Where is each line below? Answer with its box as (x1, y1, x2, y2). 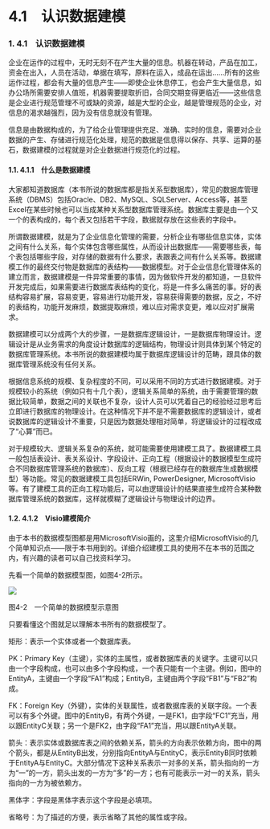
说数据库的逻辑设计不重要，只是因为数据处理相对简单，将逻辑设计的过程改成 (8, 416, 262, 426)
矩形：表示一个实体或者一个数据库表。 (8, 636, 135, 646)
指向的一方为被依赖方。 (8, 778, 86, 787)
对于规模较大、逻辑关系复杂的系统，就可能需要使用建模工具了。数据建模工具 (8, 443, 262, 453)
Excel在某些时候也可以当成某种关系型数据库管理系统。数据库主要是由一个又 (8, 204, 259, 214)
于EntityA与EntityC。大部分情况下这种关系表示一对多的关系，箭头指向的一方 (8, 758, 260, 767)
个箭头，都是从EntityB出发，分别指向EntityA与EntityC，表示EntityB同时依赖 (8, 748, 257, 758)
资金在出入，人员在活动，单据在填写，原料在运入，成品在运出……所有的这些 (8, 67, 260, 77)
